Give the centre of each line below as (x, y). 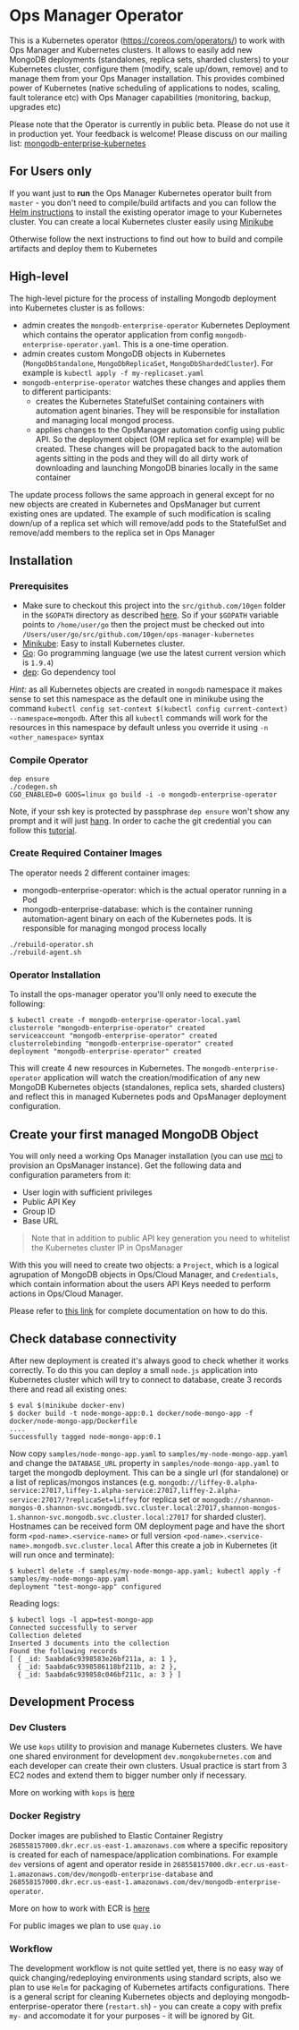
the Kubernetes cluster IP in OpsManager (107, 1247)
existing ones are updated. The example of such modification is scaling (140, 513)
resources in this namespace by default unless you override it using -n (139, 728)
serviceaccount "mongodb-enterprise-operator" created (113, 1036)
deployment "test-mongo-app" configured (86, 1586)
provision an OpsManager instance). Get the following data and (126, 1165)
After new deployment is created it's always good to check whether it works (149, 1360)
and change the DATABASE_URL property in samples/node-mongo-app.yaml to (144, 1463)
